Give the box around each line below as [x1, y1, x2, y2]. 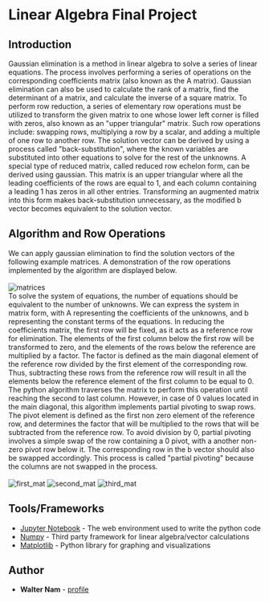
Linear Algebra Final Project [8, 6, 198, 24]
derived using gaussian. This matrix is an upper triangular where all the [8, 170, 243, 179]
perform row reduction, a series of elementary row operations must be [8, 102, 242, 111]
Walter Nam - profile [19, 584, 90, 595]
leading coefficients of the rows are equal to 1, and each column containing [8, 178, 257, 188]
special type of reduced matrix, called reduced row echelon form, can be [8, 161, 251, 170]
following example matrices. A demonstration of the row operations [8, 257, 231, 266]
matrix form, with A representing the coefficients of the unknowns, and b [8, 307, 249, 318]
